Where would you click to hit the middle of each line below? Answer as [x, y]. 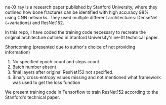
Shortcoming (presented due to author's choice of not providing [70, 47]
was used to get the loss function [46, 82]
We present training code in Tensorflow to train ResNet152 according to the [82, 92]
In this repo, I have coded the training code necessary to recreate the [76, 32]
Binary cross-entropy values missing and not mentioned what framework [86, 77]
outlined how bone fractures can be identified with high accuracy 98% [77, 12]
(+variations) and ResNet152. [35, 23]
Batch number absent [34, 67]
